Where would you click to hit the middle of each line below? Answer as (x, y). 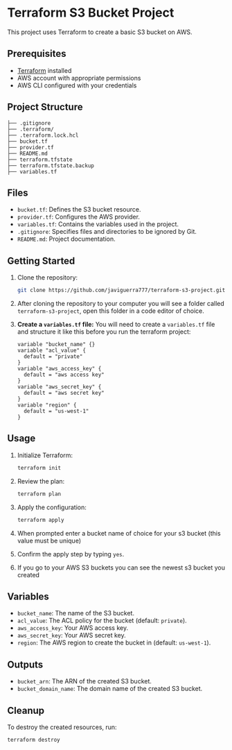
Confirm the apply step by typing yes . (71, 554)
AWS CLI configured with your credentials (77, 85)
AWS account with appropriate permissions (79, 78)
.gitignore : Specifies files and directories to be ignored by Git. (107, 232)
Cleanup (26, 710)
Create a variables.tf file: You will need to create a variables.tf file (116, 325)
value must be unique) (49, 540)
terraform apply (41, 520)
